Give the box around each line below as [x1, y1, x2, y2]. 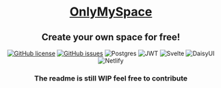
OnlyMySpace [69, 4, 153, 20]
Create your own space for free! [41, 31, 181, 43]
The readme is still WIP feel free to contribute [34, 73, 187, 83]
